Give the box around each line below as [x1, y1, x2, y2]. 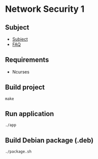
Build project [5, 83, 45, 92]
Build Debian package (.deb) [5, 136, 94, 144]
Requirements [5, 56, 49, 64]
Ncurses [12, 69, 29, 75]
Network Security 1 [5, 3, 85, 15]
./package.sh [5, 149, 32, 154]
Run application [5, 110, 54, 118]
